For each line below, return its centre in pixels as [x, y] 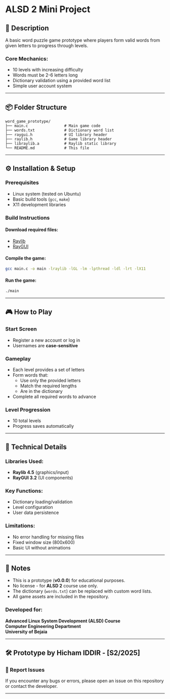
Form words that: [30, 375]
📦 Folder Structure [36, 107]
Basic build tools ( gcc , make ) [41, 199]
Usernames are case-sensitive [45, 345]
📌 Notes [18, 568]
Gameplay [18, 358]
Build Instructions [28, 217]
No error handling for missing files [48, 537]
